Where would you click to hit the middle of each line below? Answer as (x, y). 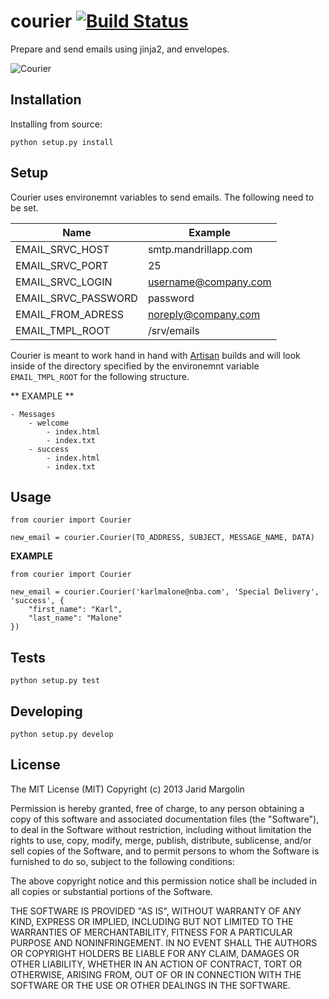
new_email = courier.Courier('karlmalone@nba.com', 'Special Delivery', (165, 592)
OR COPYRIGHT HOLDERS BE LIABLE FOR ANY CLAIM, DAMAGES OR (155, 953)
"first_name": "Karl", (75, 610)
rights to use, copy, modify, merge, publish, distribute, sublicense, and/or (161, 840)
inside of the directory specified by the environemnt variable (135, 366)
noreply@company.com (204, 314)
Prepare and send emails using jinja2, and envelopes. (120, 49)
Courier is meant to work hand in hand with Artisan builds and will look (155, 355)
